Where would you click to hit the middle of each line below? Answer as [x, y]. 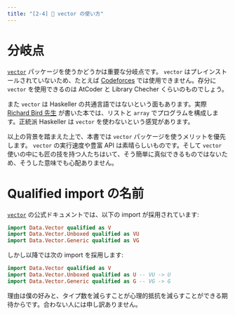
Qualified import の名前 [76, 193]
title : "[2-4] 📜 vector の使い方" [55, 14]
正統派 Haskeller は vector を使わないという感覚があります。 [106, 121]
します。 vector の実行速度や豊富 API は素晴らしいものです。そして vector [115, 145]
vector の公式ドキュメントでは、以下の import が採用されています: [103, 214]
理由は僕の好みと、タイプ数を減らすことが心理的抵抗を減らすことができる [115, 295]
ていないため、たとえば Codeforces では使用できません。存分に [124, 80]
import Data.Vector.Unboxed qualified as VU [73, 234]
